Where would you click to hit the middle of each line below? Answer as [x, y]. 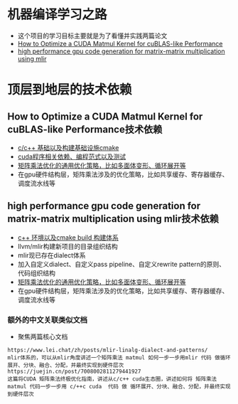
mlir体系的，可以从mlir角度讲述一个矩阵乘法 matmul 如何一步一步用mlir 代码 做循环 [119, 358]
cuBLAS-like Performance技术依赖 [85, 129]
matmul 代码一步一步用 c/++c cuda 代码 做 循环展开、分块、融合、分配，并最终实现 [119, 387]
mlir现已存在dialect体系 [52, 255]
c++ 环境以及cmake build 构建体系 [68, 237]
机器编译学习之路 [58, 15]
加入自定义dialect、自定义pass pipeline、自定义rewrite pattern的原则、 [121, 264]
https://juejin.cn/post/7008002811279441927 [74, 372]
